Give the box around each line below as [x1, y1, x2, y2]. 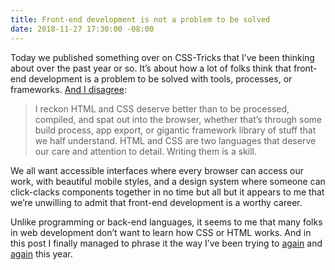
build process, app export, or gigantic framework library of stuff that [34, 124, 317, 136]
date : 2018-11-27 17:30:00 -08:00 [10, 24, 155, 34]
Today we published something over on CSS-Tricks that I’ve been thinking [10, 51, 315, 63]
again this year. [10, 247, 73, 260]
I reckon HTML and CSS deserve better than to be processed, [34, 102, 290, 115]
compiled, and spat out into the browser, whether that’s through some [34, 113, 323, 125]
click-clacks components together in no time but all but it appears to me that [10, 186, 325, 198]
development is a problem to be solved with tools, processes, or [28, 72, 293, 85]
